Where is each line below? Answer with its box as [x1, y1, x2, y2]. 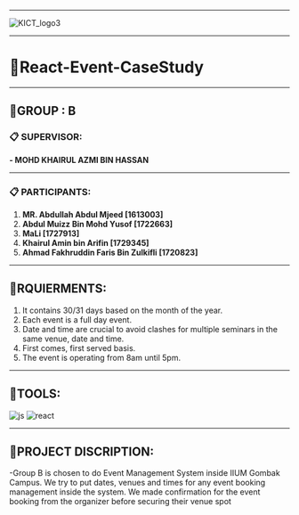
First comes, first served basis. [21, 342, 136, 353]
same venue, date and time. [21, 333, 125, 344]
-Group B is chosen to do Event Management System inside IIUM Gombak [9, 468, 280, 478]
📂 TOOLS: [9, 387, 61, 402]
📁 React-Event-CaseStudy [9, 57, 205, 78]
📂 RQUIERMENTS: [9, 282, 107, 297]
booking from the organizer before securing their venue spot [9, 496, 231, 507]
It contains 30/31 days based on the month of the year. [21, 305, 223, 315]
